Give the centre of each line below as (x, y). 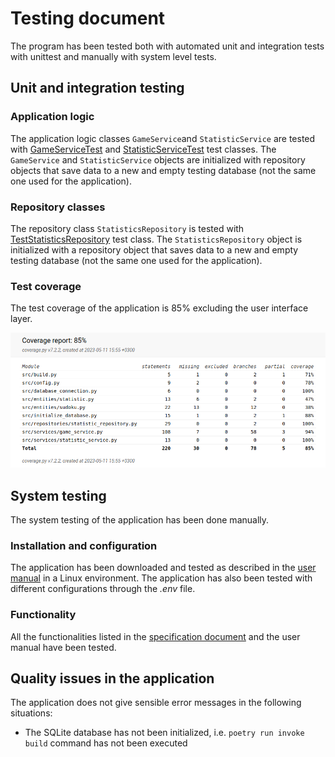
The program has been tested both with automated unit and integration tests (167, 46)
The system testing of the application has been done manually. (140, 520)
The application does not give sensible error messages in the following (156, 703)
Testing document (88, 18)
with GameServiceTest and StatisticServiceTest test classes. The (143, 149)
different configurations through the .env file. (103, 589)
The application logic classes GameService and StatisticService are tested (163, 138)
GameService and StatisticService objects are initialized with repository (158, 159)
